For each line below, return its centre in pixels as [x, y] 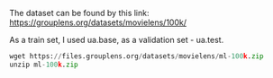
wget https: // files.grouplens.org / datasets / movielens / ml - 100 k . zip [136, 56]
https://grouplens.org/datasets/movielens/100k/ [98, 22]
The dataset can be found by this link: [79, 13]
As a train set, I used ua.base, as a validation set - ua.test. [117, 40]
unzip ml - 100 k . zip [44, 65]
